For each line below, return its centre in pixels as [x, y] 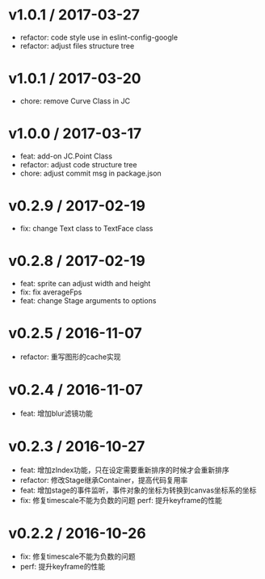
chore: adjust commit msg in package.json [90, 173]
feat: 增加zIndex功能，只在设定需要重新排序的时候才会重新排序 [125, 470]
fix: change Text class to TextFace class [86, 228]
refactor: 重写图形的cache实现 [70, 357]
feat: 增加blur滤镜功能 [56, 413]
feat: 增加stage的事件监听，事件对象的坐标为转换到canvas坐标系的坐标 [138, 490]
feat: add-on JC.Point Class [66, 156]
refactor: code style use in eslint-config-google [99, 37]
